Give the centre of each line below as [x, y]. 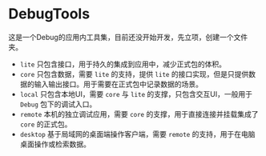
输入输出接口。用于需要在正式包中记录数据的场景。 [118, 84]
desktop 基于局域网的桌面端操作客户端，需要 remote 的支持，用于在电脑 [137, 134]
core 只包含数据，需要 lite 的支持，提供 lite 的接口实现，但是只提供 [134, 74]
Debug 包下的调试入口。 [58, 104]
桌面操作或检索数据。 [55, 144]
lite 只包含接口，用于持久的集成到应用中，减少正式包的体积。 [123, 64]
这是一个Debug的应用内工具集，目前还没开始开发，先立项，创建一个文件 [128, 37]
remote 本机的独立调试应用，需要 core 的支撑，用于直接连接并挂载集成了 [139, 114]
